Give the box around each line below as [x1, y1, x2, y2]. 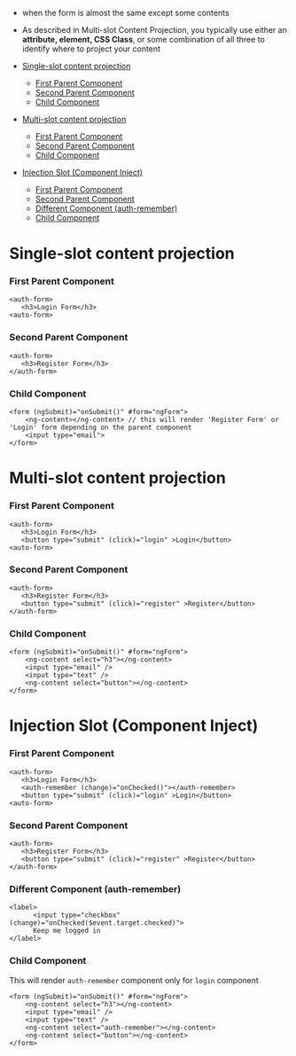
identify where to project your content [21, 43, 161, 54]
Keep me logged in [32, 927, 101, 935]
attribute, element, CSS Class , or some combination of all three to [21, 35, 266, 44]
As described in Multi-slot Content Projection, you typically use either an [21, 25, 288, 35]
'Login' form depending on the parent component [9, 423, 192, 433]
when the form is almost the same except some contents [21, 8, 230, 18]
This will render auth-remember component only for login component [9, 974, 259, 985]
